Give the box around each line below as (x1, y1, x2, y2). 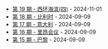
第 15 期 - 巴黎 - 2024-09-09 (12, 36, 85, 43)
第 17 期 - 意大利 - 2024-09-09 (12, 21, 91, 28)
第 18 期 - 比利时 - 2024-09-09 (12, 13, 91, 20)
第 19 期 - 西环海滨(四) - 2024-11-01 (12, 6, 102, 12)
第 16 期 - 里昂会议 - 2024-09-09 (12, 28, 96, 36)
